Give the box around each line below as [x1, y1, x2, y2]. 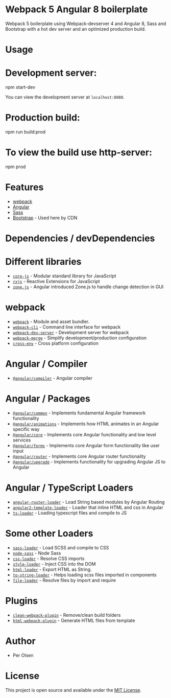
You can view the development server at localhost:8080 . [5, 94, 125, 100]
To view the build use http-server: [5, 147, 152, 158]
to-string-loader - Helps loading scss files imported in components [12, 571, 157, 578]
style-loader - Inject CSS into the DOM [12, 561, 96, 567]
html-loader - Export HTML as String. [12, 566, 92, 572]
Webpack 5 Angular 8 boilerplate [5, 4, 148, 15]
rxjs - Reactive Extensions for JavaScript [12, 278, 100, 284]
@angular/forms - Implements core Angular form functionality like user [12, 442, 160, 448]
